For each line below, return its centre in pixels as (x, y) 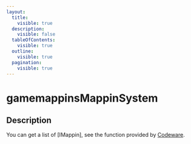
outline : (23, 51)
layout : (16, 12)
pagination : (27, 62)
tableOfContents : (34, 40)
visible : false (36, 34)
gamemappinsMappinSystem (82, 98)
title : (20, 18)
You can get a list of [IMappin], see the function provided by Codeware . (95, 135)
